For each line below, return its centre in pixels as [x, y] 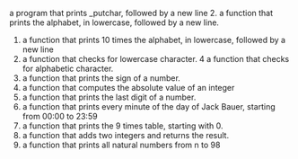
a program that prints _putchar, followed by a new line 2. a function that [141, 13]
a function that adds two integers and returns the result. [126, 135]
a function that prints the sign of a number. [101, 78]
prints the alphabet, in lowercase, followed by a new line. [114, 22]
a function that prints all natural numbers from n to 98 [121, 145]
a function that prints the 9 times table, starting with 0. [123, 126]
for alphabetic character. [68, 68]
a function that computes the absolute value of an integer [128, 88]
